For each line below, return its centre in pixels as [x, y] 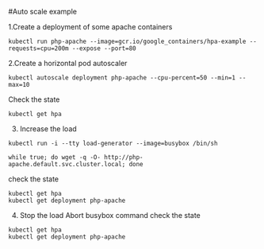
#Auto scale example [43, 12]
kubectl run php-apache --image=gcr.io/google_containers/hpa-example [127, 41]
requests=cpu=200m [38, 49]
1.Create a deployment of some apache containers [90, 27]
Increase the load [48, 129]
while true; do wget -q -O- [55, 158]
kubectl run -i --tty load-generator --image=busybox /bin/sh [113, 143]
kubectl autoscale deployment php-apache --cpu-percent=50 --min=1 [122, 78]
